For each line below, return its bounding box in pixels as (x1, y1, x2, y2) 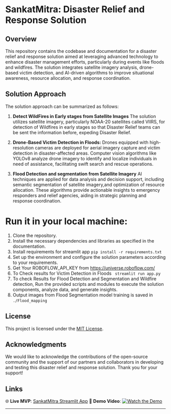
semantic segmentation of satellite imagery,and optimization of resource (12, 182, 165, 188)
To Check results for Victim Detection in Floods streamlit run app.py (12, 270, 161, 276)
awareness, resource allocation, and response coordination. (5, 75, 131, 81)
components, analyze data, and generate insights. (12, 286, 118, 292)
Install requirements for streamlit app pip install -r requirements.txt (12, 248, 162, 255)
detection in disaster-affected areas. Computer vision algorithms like (12, 150, 157, 156)
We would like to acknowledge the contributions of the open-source (5, 353, 148, 360)
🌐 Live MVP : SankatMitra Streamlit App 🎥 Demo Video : (5, 398, 121, 404)
